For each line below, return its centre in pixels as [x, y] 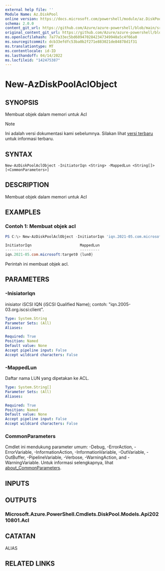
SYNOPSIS [22, 102]
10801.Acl [17, 520]
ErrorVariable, [19, 452]
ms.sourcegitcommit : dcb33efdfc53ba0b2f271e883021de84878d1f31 [71, 42]
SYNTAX [19, 154]
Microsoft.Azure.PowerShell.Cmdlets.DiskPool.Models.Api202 [82, 514]
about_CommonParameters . [33, 468]
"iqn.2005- [120, 304]
